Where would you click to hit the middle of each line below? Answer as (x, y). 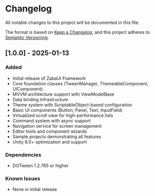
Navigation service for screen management (57, 126)
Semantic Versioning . (27, 37)
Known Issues (23, 179)
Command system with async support (51, 121)
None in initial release (35, 190)
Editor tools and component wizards (50, 131)
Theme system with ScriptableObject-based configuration (72, 105)
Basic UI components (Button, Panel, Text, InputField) (67, 110)
